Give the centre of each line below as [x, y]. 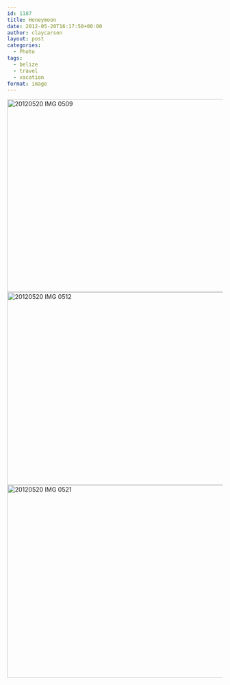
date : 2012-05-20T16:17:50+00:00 [55, 26]
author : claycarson [35, 33]
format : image [27, 84]
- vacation [29, 77]
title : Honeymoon [32, 20]
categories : [24, 45]
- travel [26, 71]
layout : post [26, 39]
